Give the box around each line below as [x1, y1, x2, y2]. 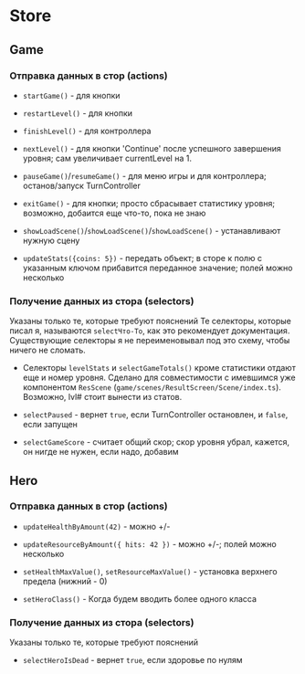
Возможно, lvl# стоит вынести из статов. [22, 392, 183, 403]
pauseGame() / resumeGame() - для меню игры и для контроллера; [22, 170, 267, 181]
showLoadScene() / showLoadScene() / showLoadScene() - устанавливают [22, 225, 281, 236]
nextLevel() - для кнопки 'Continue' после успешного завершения [22, 142, 281, 153]
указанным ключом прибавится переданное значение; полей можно [22, 262, 293, 273]
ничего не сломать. [9, 344, 86, 356]
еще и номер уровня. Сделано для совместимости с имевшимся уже [22, 372, 296, 384]
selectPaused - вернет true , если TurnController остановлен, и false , [22, 409, 289, 420]
